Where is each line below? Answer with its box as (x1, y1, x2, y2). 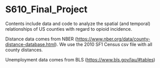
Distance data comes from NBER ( (5, 36, 77, 42)
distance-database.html (5, 41, 56, 47)
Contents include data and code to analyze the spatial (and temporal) (5, 20, 151, 27)
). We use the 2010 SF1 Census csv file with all (55, 41, 153, 47)
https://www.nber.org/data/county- (76, 36, 150, 42)
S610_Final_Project (5, 4, 88, 15)
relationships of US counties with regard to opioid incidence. (5, 26, 132, 32)
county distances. (5, 47, 43, 53)
